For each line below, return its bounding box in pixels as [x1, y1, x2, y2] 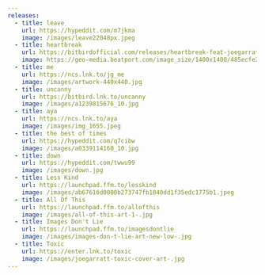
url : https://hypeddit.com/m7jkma [21, 26, 135, 34]
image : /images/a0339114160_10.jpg [21, 144, 139, 152]
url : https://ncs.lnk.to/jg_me [21, 71, 125, 78]
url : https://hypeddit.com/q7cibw [21, 136, 135, 145]
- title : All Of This [14, 196, 86, 204]
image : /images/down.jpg [21, 166, 104, 174]
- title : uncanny [14, 85, 72, 94]
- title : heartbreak [14, 41, 82, 49]
